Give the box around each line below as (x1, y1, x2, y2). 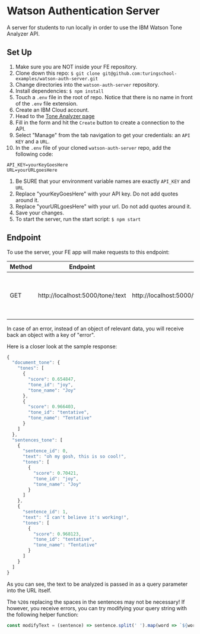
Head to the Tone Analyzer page (15, 112, 95, 119)
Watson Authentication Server (7, 4, 160, 18)
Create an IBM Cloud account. (15, 106, 90, 113)
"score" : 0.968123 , (33, 531, 82, 537)
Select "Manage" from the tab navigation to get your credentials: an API (15, 131, 191, 138)
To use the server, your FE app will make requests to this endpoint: (7, 248, 170, 256)
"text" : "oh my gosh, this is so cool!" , (22, 453, 127, 460)
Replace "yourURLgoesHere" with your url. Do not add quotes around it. (15, 203, 192, 210)
